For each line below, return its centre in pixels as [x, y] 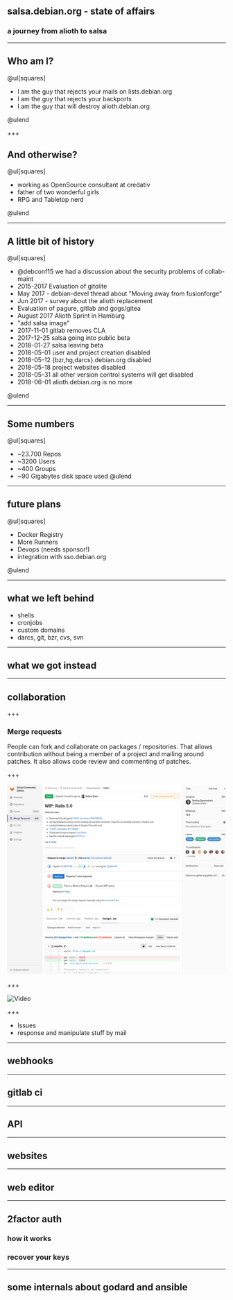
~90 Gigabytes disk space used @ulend [74, 476]
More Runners [37, 542]
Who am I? [31, 61]
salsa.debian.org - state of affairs [81, 11]
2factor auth [35, 1219]
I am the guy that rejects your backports [74, 99]
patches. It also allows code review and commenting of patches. [99, 762]
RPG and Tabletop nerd [51, 200]
